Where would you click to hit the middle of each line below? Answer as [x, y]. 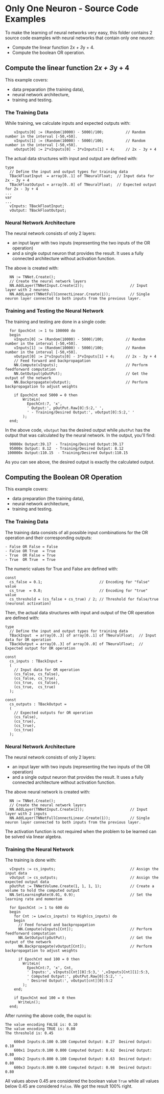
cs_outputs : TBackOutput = [38, 704]
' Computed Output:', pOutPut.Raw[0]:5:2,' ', [75, 977]
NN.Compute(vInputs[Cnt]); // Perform [85, 929]
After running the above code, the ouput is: [48, 1016]
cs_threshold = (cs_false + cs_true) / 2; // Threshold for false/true [84, 599]
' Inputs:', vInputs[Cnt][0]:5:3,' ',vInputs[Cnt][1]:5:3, [88, 972]
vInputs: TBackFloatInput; [37, 206]
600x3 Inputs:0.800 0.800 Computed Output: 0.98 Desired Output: [83, 1068]
